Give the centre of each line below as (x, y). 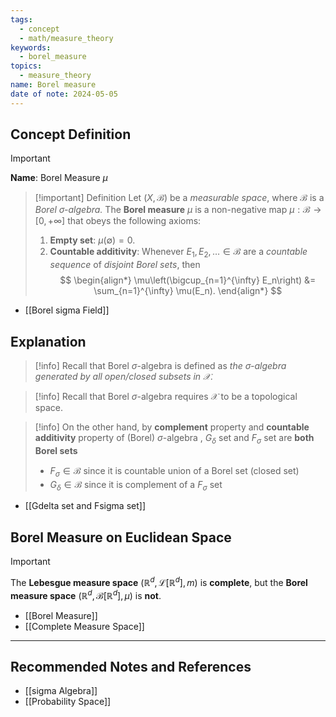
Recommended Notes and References (131, 666)
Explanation (48, 341)
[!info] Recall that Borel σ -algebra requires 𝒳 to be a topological (166, 397)
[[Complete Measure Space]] (84, 626)
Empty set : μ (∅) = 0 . (92, 240)
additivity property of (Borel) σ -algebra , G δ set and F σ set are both (174, 439)
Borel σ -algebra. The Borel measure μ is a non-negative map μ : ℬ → (178, 210)
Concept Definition (71, 134)
